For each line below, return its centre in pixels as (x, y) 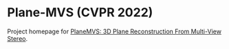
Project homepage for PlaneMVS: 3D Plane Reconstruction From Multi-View (115, 31)
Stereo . (18, 38)
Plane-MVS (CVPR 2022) (80, 13)
